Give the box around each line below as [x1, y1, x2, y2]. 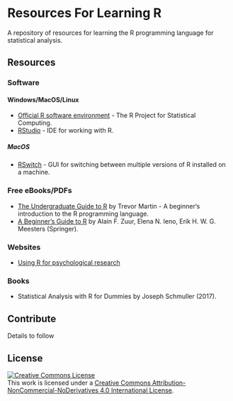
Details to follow [7, 331, 55, 340]
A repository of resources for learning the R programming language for [7, 28, 214, 37]
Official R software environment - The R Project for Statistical [17, 111, 196, 120]
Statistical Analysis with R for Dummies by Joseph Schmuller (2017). [17, 292, 217, 301]
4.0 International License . [100, 385, 174, 395]
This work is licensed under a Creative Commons [7, 378, 151, 387]
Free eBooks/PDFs [7, 186, 72, 196]
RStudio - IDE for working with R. [17, 126, 114, 135]
